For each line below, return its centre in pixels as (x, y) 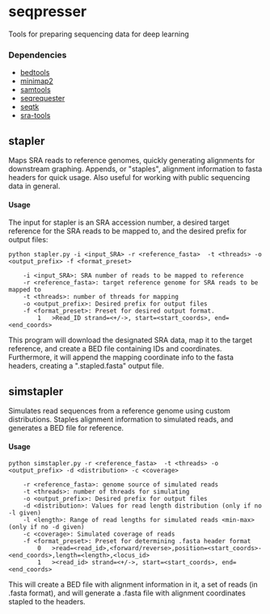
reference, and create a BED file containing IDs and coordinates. (115, 349)
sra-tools (35, 116)
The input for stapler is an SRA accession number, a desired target (119, 223)
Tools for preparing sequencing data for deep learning (99, 34)
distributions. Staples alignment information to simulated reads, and (121, 419)
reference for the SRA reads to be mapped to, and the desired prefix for (128, 231)
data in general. (34, 186)
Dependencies (38, 55)
